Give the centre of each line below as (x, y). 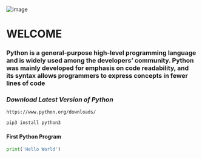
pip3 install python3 (34, 123)
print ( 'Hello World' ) (34, 149)
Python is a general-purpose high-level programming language (101, 53)
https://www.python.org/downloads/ (51, 112)
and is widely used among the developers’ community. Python (100, 61)
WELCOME (34, 34)
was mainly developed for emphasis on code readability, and (98, 68)
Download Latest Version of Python (60, 100)
